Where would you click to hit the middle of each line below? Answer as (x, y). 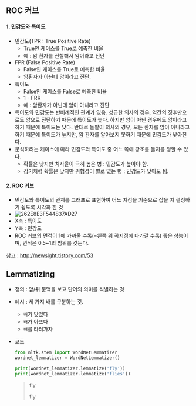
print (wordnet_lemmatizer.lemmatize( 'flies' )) (72, 374)
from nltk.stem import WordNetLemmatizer (66, 352)
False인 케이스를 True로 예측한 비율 (64, 69)
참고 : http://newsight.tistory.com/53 (50, 255)
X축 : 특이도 (28, 221)
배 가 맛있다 (36, 314)
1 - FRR (32, 98)
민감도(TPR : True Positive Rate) (53, 41)
